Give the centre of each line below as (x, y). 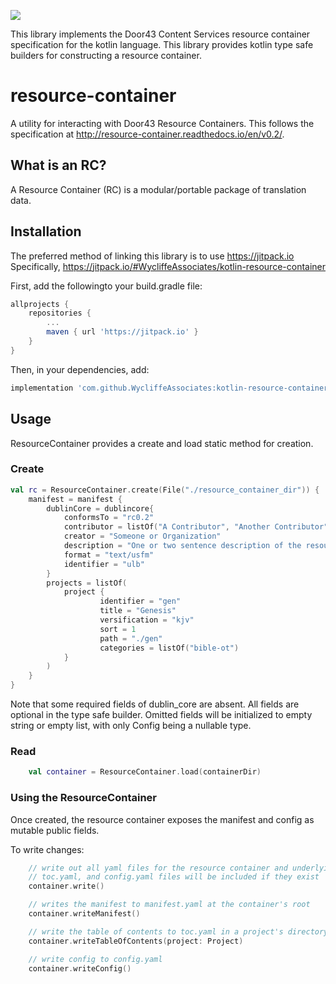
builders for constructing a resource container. (106, 55)
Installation (46, 231)
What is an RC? (58, 165)
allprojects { (40, 304)
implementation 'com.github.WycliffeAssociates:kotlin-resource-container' (171, 388)
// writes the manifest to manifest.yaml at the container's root (169, 905)
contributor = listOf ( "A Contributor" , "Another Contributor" (196, 527)
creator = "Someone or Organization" (142, 536)
